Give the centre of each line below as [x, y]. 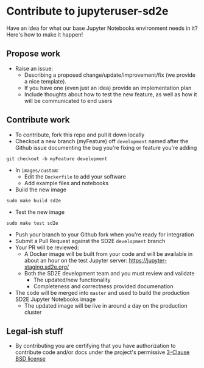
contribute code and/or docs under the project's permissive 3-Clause [102, 352]
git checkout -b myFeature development [57, 159]
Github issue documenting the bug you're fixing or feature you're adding [106, 147]
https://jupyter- [148, 260]
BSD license [30, 359]
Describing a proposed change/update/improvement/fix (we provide [110, 75]
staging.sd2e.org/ [47, 267]
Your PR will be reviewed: [47, 247]
